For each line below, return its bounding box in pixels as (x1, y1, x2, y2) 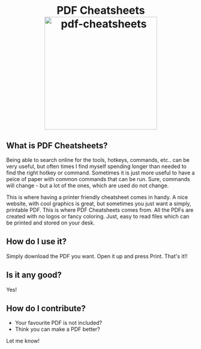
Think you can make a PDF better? (14, 326, 100, 333)
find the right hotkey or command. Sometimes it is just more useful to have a (6, 169, 195, 176)
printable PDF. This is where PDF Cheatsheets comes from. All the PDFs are (6, 206, 194, 214)
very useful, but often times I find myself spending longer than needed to (6, 163, 187, 170)
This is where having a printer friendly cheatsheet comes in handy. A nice (6, 194, 188, 200)
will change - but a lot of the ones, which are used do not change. (6, 182, 169, 189)
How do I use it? (6, 236, 67, 247)
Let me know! (6, 338, 40, 345)
